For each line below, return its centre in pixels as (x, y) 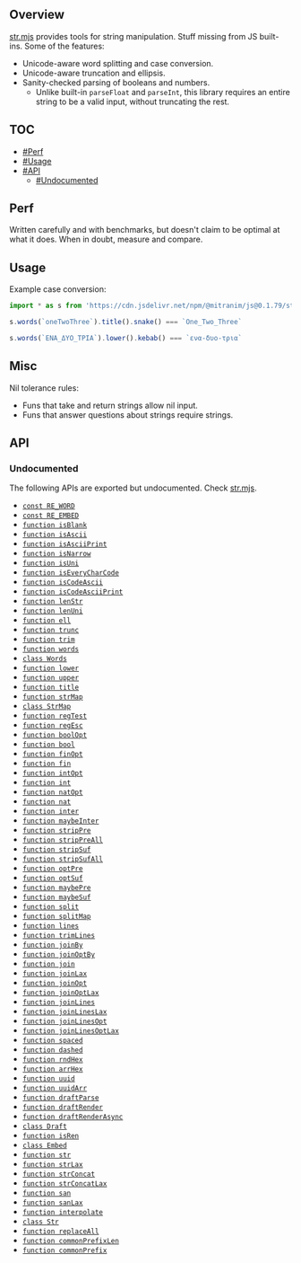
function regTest (55, 716)
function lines (51, 926)
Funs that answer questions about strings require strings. (128, 415)
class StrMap (47, 707)
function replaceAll (60, 1232)
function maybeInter (60, 821)
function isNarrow (56, 554)
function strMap (52, 697)
